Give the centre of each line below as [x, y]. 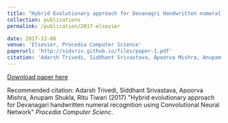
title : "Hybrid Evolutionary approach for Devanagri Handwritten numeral [114, 13]
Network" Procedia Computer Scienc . [60, 112]
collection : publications [44, 20]
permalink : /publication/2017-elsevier [64, 26]
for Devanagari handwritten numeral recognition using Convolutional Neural [113, 105]
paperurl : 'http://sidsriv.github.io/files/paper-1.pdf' [90, 51]
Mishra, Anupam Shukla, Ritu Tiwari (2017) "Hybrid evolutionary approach [111, 97]
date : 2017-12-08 [32, 38]
